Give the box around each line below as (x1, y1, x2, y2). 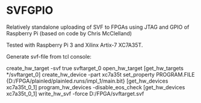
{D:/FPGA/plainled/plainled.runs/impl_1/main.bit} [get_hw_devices (6, 77, 169, 84)
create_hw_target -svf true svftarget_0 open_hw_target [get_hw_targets (6, 64, 184, 72)
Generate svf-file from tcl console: (6, 53, 92, 60)
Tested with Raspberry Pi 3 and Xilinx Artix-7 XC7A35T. (6, 41, 143, 49)
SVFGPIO (6, 4, 54, 17)
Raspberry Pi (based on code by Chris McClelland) (6, 29, 132, 37)
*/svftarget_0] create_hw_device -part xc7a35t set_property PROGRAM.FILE (6, 71, 195, 78)
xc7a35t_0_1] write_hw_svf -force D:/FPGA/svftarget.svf (6, 90, 144, 97)
